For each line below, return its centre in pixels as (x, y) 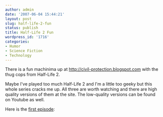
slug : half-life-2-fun (28, 23)
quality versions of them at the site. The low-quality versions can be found (80, 94)
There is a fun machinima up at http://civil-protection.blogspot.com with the (82, 69)
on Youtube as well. (25, 100)
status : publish (22, 28)
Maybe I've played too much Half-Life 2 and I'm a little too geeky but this (79, 84)
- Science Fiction (24, 51)
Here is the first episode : (30, 109)
